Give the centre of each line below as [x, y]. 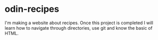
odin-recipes [32, 9]
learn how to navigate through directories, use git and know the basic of [79, 28]
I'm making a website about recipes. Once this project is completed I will [79, 23]
